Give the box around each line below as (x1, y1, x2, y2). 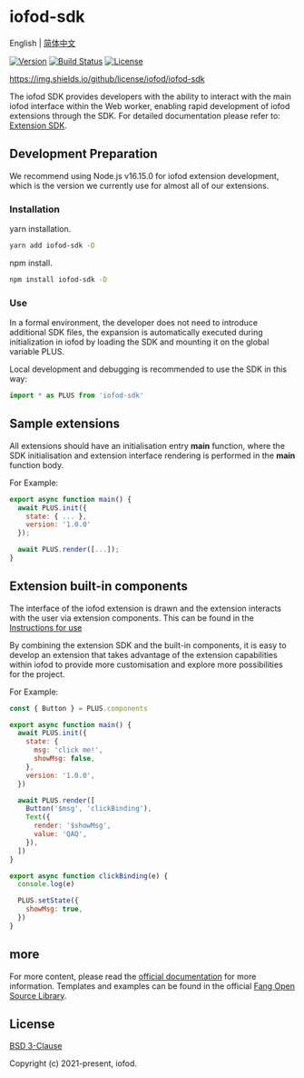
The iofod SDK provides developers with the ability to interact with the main (9, 91, 292, 102)
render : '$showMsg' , (33, 821, 112, 831)
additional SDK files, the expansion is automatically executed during (9, 327, 263, 338)
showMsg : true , (25, 904, 83, 914)
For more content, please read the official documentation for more (9, 971, 257, 982)
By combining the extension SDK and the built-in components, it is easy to (9, 639, 288, 651)
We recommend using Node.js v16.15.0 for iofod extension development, (9, 170, 279, 181)
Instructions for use (9, 622, 83, 633)
